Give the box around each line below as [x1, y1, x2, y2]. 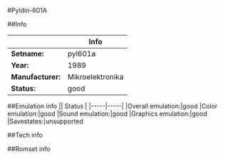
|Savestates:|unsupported [7, 117, 84, 125]
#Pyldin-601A [7, 6, 48, 14]
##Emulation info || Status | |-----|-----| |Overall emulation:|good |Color [7, 102, 218, 110]
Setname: [11, 49, 44, 58]
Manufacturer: [11, 72, 61, 81]
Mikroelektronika [67, 72, 124, 81]
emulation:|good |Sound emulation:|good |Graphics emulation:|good [7, 110, 208, 118]
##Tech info [7, 131, 43, 139]
